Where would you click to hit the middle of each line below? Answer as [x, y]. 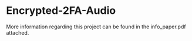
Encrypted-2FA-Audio [61, 11]
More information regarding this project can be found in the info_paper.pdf [96, 27]
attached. [18, 32]
